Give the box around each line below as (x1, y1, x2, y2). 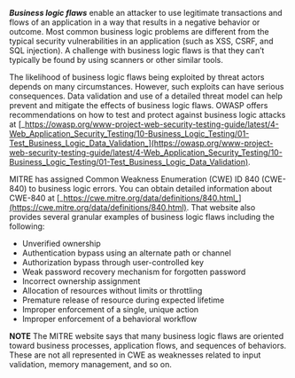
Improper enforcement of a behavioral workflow (21, 314, 198, 324)
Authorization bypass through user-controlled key (21, 257, 205, 267)
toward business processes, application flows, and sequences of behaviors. (9, 341, 287, 350)
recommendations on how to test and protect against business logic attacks (9, 110, 286, 120)
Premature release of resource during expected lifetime (21, 295, 225, 305)
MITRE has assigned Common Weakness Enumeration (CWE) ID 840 (9, 174, 260, 185)
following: (9, 221, 45, 232)
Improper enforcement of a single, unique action (21, 304, 199, 314)
